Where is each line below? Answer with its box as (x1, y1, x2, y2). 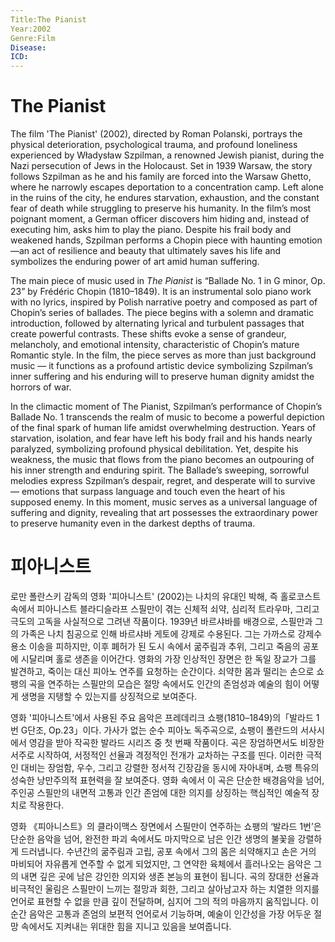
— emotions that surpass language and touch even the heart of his (10, 486, 286, 498)
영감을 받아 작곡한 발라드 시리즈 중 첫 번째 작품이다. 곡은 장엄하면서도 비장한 (28, 737, 325, 748)
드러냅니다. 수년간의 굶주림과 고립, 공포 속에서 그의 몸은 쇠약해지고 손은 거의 (20, 846, 317, 857)
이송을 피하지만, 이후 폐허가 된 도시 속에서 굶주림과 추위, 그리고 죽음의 (28, 641, 301, 652)
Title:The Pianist (10, 14, 87, 25)
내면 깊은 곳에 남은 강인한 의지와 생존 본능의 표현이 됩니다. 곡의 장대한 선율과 (20, 871, 320, 882)
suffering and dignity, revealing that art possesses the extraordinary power (10, 507, 318, 519)
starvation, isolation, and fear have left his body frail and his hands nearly (10, 432, 313, 445)
